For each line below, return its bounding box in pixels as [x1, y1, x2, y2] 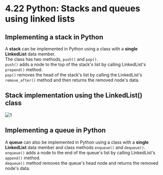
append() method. [5, 155, 41, 161]
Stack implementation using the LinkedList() [5, 91, 143, 100]
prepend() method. [5, 67, 43, 73]
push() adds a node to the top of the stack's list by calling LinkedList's [5, 62, 146, 67]
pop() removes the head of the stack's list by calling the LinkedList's [5, 72, 143, 77]
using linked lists [5, 13, 75, 25]
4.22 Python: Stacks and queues [5, 3, 141, 14]
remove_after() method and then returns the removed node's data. [5, 77, 140, 83]
